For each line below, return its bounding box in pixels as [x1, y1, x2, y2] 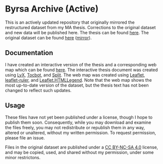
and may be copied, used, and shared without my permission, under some [5, 149, 154, 155]
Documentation [5, 49, 54, 57]
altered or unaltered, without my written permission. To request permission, [5, 130, 156, 135]
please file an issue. [5, 134, 45, 141]
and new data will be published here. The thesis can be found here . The [5, 30, 149, 35]
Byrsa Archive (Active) [5, 3, 99, 15]
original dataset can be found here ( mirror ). [5, 35, 92, 41]
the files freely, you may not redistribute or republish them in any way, [5, 124, 145, 130]
